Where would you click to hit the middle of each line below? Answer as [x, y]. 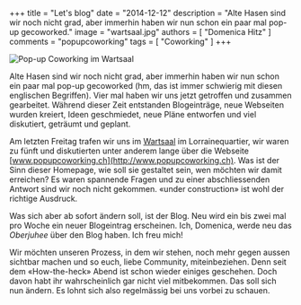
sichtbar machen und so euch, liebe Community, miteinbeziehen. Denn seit [148, 262]
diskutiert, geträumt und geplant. [70, 124]
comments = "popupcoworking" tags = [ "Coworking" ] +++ [120, 41]
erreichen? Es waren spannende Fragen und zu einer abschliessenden [140, 179]
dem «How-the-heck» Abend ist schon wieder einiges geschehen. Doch [143, 271]
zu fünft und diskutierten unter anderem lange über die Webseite [129, 151]
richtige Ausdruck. [44, 198]
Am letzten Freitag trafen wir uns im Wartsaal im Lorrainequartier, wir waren [149, 141]
